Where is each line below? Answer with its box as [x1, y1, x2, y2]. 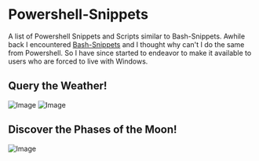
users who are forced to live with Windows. [8, 57, 148, 66]
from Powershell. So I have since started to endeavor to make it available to [8, 48, 252, 57]
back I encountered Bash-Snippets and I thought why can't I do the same [8, 39, 245, 49]
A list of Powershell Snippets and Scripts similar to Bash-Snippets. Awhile [8, 31, 246, 41]
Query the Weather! [8, 79, 108, 93]
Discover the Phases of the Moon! [8, 123, 177, 137]
